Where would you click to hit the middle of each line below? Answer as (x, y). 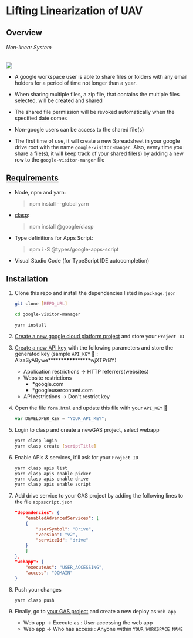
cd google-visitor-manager (48, 315)
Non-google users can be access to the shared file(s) (79, 129)
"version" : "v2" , (57, 535)
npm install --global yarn (59, 203)
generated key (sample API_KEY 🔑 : (56, 354)
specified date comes (41, 118)
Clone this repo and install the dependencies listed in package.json (95, 293)
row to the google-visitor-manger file (60, 159)
